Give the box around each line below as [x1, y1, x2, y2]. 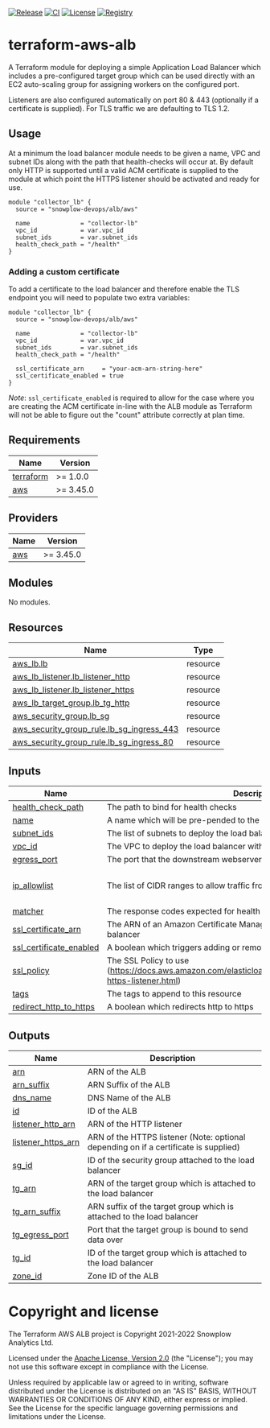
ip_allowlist [12, 880, 54, 891]
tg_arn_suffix [12, 1206, 61, 1217]
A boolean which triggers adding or [107, 942, 240, 953]
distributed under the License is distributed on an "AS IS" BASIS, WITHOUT [8, 1385, 257, 1396]
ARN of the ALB [87, 1066, 146, 1077]
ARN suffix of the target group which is [87, 1200, 235, 1211]
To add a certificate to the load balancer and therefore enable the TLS [8, 284, 239, 294]
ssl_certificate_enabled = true [15, 372, 125, 380]
